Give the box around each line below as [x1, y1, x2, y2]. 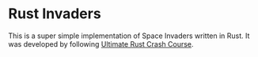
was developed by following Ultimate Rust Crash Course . [8, 39, 194, 48]
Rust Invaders [8, 5, 101, 23]
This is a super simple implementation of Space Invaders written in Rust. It [8, 31, 250, 40]
